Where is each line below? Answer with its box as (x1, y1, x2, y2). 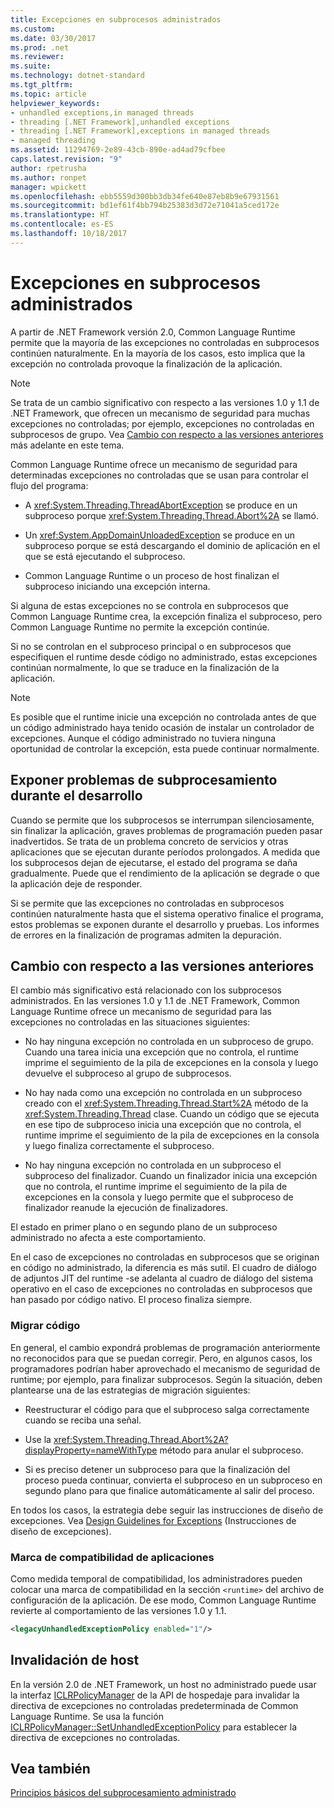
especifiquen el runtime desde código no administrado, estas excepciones (10, 651, 318, 663)
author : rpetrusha (10, 163, 87, 173)
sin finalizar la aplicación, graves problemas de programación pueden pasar (10, 824, 323, 836)
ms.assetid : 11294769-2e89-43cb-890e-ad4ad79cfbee (10, 145, 226, 155)
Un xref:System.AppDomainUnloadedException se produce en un (24, 529, 295, 541)
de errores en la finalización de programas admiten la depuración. (10, 929, 282, 941)
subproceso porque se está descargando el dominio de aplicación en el (24, 539, 321, 551)
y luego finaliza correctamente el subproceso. (24, 1140, 215, 1152)
